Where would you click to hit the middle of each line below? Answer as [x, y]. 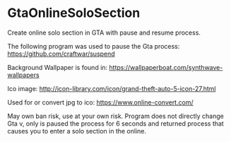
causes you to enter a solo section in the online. [77, 131]
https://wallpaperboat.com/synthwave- [166, 67]
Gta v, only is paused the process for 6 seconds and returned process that [115, 123]
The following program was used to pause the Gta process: [94, 46]
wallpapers [24, 75]
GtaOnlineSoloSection [74, 13]
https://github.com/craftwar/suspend [61, 54]
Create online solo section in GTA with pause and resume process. [104, 32]
